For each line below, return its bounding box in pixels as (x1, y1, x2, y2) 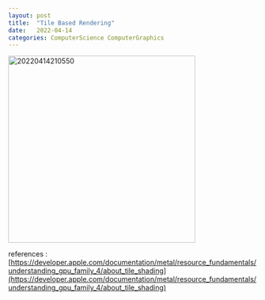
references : (8, 249, 48, 259)
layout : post (8, 11, 51, 20)
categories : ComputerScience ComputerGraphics (8, 33, 165, 42)
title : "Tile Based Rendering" (8, 19, 115, 27)
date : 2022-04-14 (8, 26, 73, 34)
